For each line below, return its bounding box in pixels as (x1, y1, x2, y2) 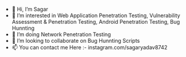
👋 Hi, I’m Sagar (11, 6, 49, 12)
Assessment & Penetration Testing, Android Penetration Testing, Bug (11, 18, 180, 25)
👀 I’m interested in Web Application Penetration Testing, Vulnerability (11, 12, 181, 19)
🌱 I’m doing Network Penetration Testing (11, 31, 111, 38)
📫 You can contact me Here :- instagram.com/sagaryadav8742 (11, 44, 168, 50)
